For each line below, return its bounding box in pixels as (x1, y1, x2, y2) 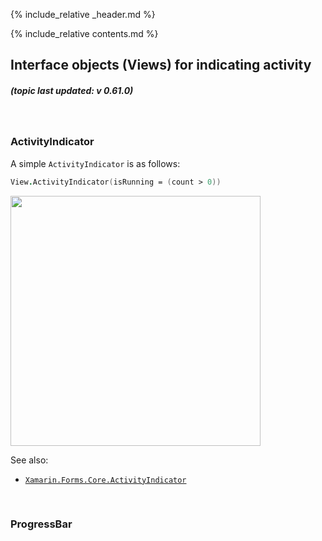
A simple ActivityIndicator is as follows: (10, 157, 181, 169)
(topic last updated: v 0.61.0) (10, 84, 134, 96)
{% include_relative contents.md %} (10, 28, 159, 39)
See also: (10, 454, 49, 466)
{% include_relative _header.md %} (10, 9, 156, 20)
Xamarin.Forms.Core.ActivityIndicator (24, 475, 187, 485)
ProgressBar (10, 517, 73, 531)
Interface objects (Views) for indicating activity (10, 57, 312, 74)
